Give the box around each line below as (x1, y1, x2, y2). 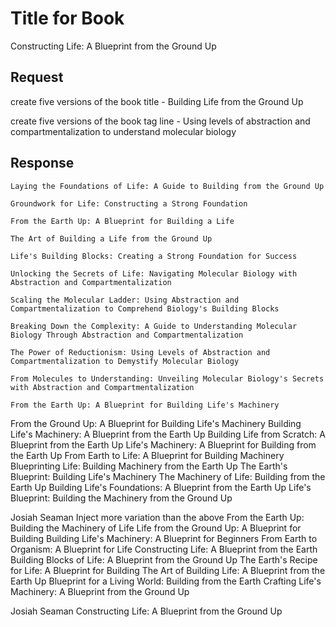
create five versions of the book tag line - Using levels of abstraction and (10, 115, 311, 127)
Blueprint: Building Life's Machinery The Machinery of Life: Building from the (10, 470, 326, 482)
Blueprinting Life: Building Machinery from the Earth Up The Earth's (10, 460, 288, 472)
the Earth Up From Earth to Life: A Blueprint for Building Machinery (10, 449, 285, 461)
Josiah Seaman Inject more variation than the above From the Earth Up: (10, 511, 305, 523)
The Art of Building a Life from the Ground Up (10, 233, 213, 244)
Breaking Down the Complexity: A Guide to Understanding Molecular (10, 321, 298, 331)
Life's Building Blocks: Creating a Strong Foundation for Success (10, 251, 298, 261)
